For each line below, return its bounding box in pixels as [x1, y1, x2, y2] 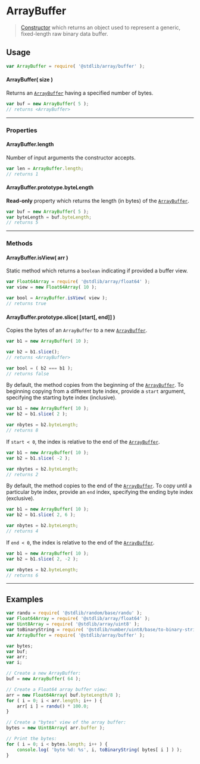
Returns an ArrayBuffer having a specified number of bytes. [6, 89, 154, 96]
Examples [6, 594, 43, 605]
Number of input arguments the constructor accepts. [6, 154, 136, 161]
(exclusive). [6, 495, 35, 502]
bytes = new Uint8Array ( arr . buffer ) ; [6, 725, 105, 731]
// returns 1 [6, 171, 39, 177]
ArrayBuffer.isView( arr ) [6, 254, 68, 261]
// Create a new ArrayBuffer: [6, 671, 82, 677]
